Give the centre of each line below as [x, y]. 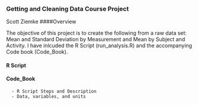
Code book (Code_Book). [37, 52]
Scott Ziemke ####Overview [41, 22]
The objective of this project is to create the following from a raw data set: [96, 33]
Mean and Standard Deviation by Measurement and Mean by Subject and [96, 40]
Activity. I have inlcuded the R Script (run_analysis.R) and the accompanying [99, 45]
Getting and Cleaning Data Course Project [68, 9]
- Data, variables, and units [49, 97]
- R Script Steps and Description [54, 91]
